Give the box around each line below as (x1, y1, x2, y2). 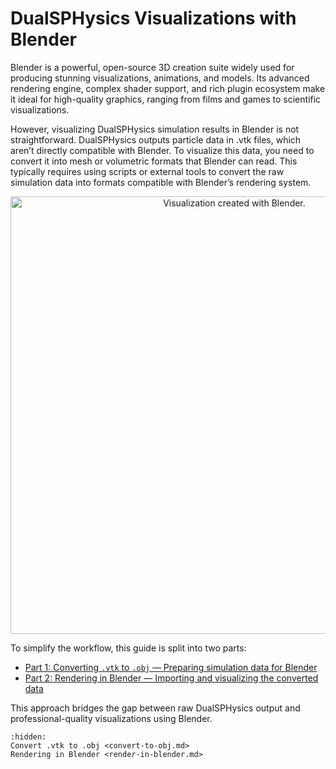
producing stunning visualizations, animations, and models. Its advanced (10, 72, 310, 84)
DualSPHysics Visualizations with (10, 7, 297, 30)
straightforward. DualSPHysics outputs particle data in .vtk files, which (10, 133, 302, 146)
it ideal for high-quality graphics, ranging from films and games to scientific (10, 93, 322, 105)
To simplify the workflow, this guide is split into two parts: (10, 642, 247, 654)
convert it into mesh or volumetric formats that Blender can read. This (10, 155, 298, 167)
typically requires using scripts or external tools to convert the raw (10, 165, 285, 177)
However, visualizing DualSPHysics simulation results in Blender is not (10, 123, 300, 135)
